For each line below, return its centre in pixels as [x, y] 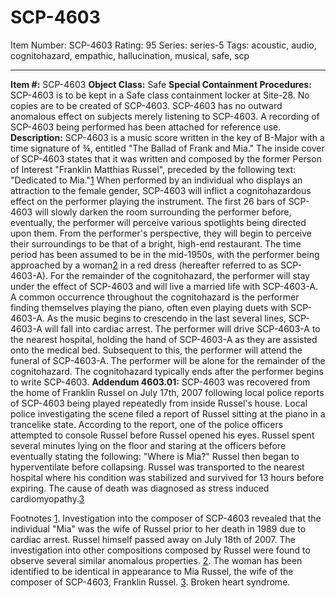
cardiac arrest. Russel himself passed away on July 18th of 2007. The [153, 539]
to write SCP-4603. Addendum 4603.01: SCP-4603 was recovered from [160, 382]
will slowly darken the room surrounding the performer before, [163, 212]
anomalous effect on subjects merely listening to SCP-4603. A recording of [165, 116]
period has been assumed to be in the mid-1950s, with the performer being [165, 254]
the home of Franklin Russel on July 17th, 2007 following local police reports [167, 392]
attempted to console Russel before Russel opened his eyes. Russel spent [162, 435]
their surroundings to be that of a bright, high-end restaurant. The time [156, 243]
